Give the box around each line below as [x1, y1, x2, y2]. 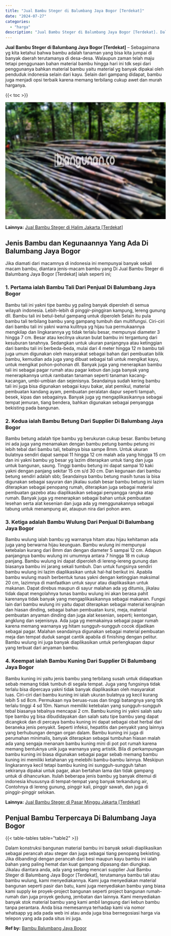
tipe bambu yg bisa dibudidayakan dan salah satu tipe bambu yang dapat [5, 713, 159, 719]
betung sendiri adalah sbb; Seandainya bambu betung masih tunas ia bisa [5, 473, 160, 479]
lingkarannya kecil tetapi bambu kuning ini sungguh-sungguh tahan [5, 762, 147, 768]
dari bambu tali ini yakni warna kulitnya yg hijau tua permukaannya [5, 324, 145, 330]
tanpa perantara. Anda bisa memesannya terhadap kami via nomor [5, 904, 145, 911]
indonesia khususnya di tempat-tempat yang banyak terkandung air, [5, 778, 149, 784]
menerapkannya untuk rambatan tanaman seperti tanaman [5, 372, 128, 378]
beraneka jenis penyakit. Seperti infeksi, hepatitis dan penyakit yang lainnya [5, 724, 164, 730]
